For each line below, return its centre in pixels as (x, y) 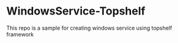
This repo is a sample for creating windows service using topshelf (89, 28)
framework (20, 34)
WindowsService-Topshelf (76, 11)
